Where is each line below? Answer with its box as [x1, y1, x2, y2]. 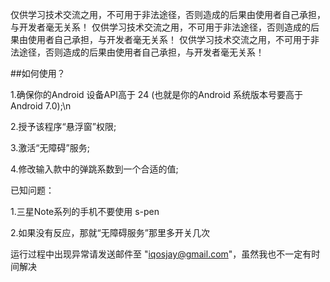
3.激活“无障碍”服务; [10, 142, 90, 153]
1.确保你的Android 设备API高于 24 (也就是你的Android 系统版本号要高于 [10, 89, 304, 100]
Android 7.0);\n [10, 100, 72, 112]
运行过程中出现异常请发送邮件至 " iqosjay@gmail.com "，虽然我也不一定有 [10, 248, 312, 260]
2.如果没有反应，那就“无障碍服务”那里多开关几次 [10, 227, 210, 238]
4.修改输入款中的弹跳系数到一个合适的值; [10, 163, 179, 175]
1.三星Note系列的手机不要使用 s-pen [10, 206, 160, 217]
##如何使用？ [10, 68, 66, 79]
